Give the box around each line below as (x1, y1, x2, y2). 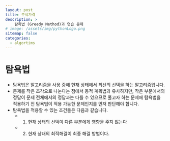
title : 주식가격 (5, 12, 36, 17)
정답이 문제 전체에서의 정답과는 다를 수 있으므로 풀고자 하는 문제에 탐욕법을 (12, 94, 161, 100)
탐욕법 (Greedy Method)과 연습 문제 (14, 21, 84, 27)
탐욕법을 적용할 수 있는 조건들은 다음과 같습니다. (12, 107, 108, 113)
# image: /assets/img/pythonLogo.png (5, 26, 86, 31)
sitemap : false (5, 31, 38, 36)
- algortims (10, 41, 36, 46)
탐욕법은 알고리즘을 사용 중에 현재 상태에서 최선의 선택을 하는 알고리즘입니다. (12, 82, 165, 88)
